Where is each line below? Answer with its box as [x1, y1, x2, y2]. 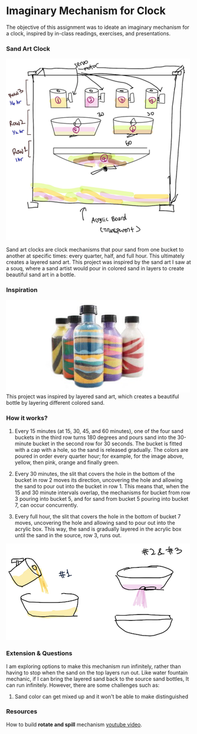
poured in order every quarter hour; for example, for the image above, [14, 452, 184, 459]
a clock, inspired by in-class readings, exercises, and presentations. [6, 29, 171, 37]
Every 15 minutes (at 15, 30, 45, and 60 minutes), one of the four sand [14, 427, 183, 434]
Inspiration [6, 286, 38, 294]
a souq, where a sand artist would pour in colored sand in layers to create [6, 265, 184, 272]
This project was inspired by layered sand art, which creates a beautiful [6, 393, 179, 400]
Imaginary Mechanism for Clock [6, 4, 166, 18]
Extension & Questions [6, 649, 72, 657]
